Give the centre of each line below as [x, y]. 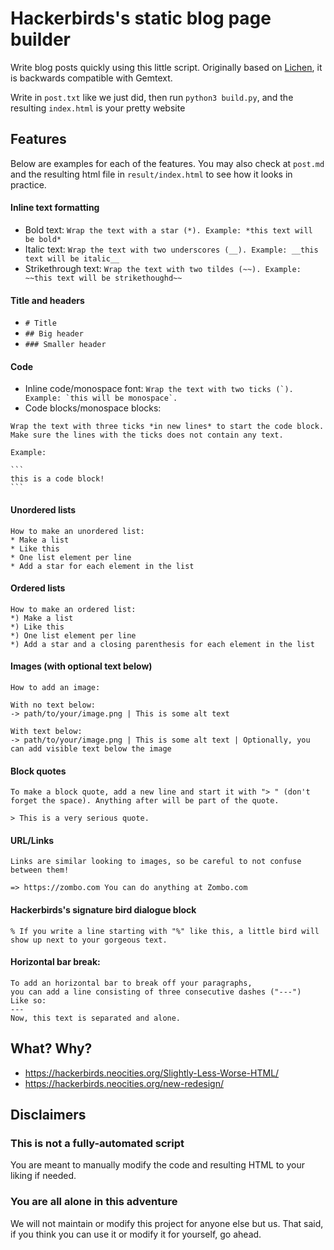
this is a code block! [57, 479]
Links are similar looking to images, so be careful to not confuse [156, 862]
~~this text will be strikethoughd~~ [103, 278]
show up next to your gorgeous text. [89, 940]
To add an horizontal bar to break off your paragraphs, [131, 983]
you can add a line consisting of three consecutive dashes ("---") [156, 992]
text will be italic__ [72, 258]
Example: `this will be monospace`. [101, 398]
